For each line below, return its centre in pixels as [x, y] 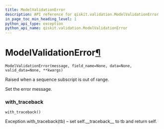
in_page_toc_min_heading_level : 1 [41, 19]
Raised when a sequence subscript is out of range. [57, 79]
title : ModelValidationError [35, 10]
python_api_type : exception [34, 24]
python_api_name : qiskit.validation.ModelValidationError [66, 28]
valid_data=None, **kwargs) [34, 70]
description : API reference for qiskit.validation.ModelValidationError [82, 14]
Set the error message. [29, 89]
